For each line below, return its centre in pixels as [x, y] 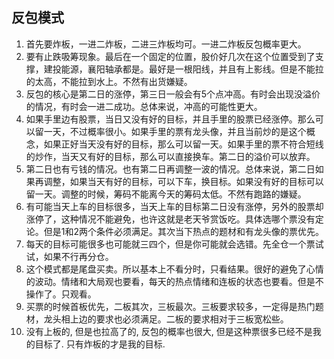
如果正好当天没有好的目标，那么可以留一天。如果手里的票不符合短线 [183, 144]
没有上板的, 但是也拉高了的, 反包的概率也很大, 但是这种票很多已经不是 [169, 331]
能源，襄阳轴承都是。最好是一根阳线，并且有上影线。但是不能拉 [192, 69]
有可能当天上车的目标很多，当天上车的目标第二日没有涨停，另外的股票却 [174, 206]
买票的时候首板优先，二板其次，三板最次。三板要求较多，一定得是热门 [170, 306]
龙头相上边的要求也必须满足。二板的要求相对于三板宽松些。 [166, 319]
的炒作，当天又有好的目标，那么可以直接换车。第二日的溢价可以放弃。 [170, 156]
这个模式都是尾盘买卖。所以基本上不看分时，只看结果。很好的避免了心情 [174, 269]
